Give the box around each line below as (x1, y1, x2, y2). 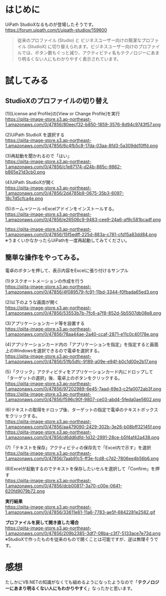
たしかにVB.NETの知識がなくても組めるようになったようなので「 (5, 579, 138, 585)
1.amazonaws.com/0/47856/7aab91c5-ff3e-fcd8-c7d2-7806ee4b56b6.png (5, 455, 159, 461)
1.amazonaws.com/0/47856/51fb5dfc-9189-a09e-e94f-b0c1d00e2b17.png (5, 358, 157, 364)
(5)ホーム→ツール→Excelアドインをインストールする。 (5, 205, 117, 211)
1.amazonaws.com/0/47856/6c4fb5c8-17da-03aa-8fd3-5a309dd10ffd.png (5, 142, 158, 149)
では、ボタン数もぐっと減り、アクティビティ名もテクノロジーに (21, 50, 151, 56)
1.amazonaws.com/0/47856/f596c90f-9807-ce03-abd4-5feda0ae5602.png (5, 396, 161, 402)
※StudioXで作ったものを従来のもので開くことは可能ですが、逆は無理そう (5, 536, 155, 542)
